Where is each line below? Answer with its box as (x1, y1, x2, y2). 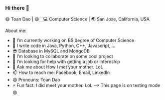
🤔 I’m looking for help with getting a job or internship (12, 58, 121, 64)
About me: (5, 27, 26, 34)
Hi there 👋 (5, 4, 30, 11)
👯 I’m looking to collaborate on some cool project (12, 53, 113, 59)
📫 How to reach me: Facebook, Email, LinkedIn (12, 69, 110, 75)
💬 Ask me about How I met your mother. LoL (12, 64, 103, 70)
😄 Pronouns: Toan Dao (12, 77, 61, 83)
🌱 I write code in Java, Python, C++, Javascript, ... (12, 42, 116, 49)
